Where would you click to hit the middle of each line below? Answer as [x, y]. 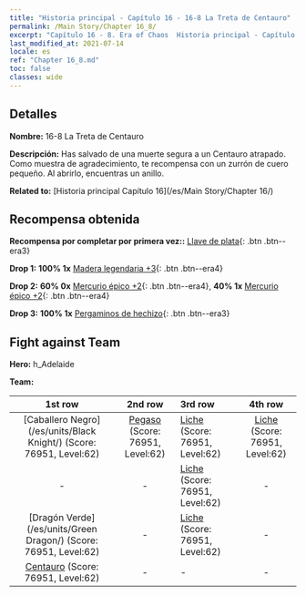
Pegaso [145, 420]
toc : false [30, 69]
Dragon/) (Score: [62, 540]
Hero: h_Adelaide [42, 365]
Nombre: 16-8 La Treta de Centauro [76, 136]
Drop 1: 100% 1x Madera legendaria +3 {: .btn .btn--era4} [117, 269]
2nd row [145, 405]
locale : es [30, 52]
